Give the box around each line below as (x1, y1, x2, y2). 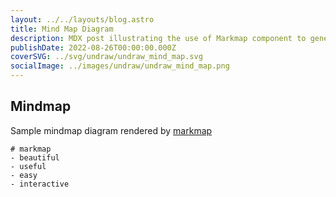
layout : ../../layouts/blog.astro (10, 14, 155, 25)
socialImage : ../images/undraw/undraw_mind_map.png (10, 61, 230, 71)
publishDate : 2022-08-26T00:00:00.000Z (10, 42, 177, 53)
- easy (10, 170, 38, 180)
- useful (10, 161, 47, 171)
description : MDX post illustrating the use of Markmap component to (10, 33, 307, 43)
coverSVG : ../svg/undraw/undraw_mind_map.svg (10, 52, 203, 62)
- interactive (10, 179, 70, 189)
